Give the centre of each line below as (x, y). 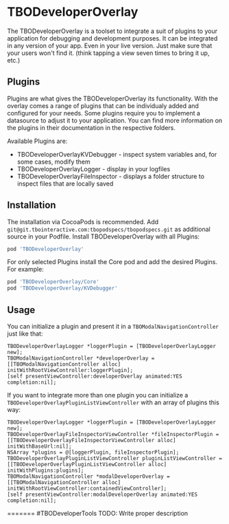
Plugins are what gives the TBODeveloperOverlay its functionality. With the (112, 98)
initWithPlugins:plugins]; (46, 470)
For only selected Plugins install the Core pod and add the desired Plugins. (112, 262)
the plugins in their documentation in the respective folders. (92, 127)
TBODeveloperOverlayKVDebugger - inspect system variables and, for (117, 154)
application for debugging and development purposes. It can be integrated (112, 38)
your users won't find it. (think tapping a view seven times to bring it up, (108, 53)
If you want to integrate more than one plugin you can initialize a (98, 395)
